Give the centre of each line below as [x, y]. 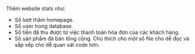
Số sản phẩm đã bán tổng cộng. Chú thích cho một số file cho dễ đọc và [102, 38]
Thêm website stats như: [36, 9]
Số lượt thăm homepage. [44, 20]
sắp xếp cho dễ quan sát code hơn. [57, 45]
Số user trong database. [44, 26]
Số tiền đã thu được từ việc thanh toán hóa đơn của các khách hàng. [97, 32]
